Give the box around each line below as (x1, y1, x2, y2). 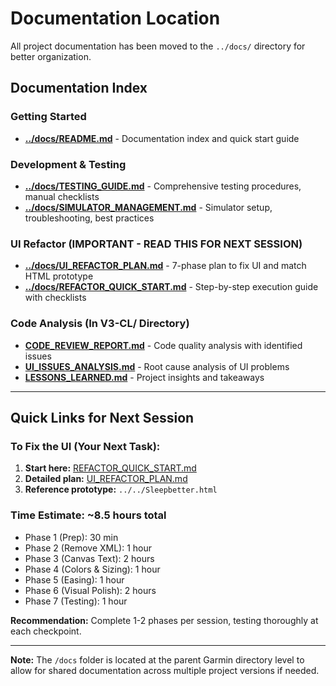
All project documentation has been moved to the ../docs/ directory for (10, 40, 306, 52)
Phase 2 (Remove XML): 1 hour (24, 542, 153, 554)
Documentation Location (10, 7, 221, 30)
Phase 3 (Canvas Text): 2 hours (24, 552, 155, 564)
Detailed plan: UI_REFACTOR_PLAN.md (24, 473, 188, 485)
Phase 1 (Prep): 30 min (24, 531, 119, 543)
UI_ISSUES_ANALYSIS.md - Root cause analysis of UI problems (24, 360, 290, 372)
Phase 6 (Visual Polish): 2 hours (24, 584, 157, 596)
